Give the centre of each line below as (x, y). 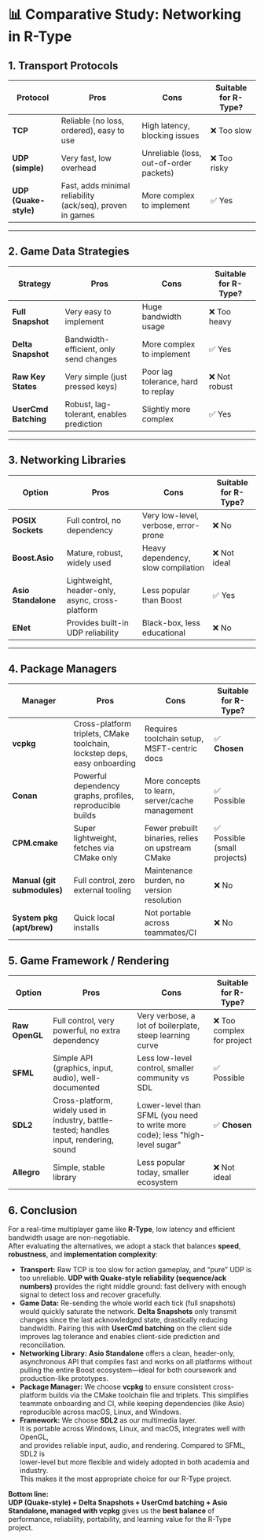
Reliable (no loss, (92, 121)
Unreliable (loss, (171, 153)
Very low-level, (170, 515)
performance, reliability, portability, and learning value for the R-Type (120, 1520)
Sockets (27, 530)
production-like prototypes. (64, 1379)
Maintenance (169, 870)
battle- (101, 1120)
